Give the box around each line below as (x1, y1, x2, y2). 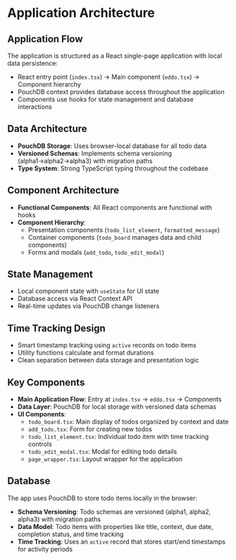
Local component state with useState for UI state (17, 287, 160, 295)
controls (27, 440, 53, 448)
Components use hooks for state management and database (17, 95, 194, 103)
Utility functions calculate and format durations (17, 348, 154, 357)
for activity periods (17, 545, 73, 553)
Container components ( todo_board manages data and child (27, 233, 202, 241)
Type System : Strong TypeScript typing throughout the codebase (17, 164, 209, 172)
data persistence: (7, 59, 58, 68)
